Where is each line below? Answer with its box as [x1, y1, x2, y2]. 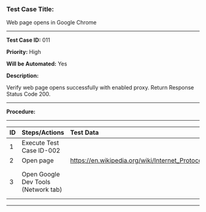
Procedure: [6, 108, 36, 115]
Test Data [70, 128, 99, 137]
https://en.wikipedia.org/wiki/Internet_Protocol [70, 156, 204, 165]
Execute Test [21, 138, 59, 147]
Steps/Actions [21, 128, 64, 137]
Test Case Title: [6, 5, 54, 13]
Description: [6, 72, 39, 80]
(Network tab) [21, 186, 63, 194]
